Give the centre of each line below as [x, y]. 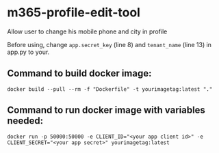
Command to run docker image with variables [106, 110]
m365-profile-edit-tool [74, 13]
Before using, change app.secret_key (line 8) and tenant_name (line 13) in [109, 44]
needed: [25, 121]
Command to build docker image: [79, 73]
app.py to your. [28, 52]
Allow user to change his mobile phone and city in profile [87, 31]
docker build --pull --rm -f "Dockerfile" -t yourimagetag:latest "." [110, 89]
